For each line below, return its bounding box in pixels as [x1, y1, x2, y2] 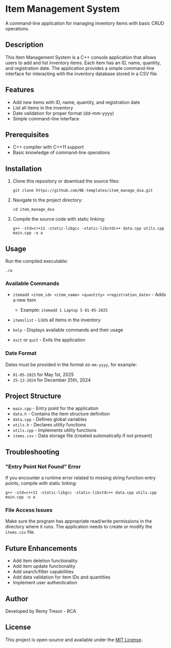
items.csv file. [5, 529, 35, 535]
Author [5, 595, 28, 603]
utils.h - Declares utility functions [12, 422, 86, 428]
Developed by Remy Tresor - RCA [5, 608, 77, 615]
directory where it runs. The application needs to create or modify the [5, 524, 153, 530]
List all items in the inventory [12, 104, 73, 111]
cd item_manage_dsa [12, 207, 55, 212]
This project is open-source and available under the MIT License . [5, 636, 143, 643]
